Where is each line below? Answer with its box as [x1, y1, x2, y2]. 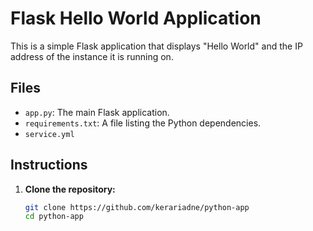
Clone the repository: [24, 183, 116, 195]
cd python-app [24, 212, 84, 222]
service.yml [24, 129, 75, 139]
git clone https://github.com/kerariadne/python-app [24, 202, 250, 212]
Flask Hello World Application [10, 7, 262, 30]
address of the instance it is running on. [10, 50, 174, 62]
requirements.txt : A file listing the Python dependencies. [24, 117, 262, 129]
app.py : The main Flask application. [24, 106, 170, 118]
